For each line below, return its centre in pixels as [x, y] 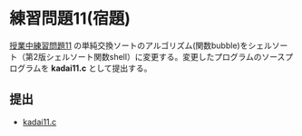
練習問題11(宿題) [70, 19]
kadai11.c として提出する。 [102, 68]
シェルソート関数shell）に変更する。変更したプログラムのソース [166, 56]
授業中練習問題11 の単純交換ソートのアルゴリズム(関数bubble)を [129, 45]
